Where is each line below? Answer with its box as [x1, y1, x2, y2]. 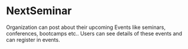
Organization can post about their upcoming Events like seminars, [6, 24, 166, 31]
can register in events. [6, 36, 60, 43]
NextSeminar [6, 4, 72, 18]
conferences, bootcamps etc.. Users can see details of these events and [6, 30, 183, 37]
